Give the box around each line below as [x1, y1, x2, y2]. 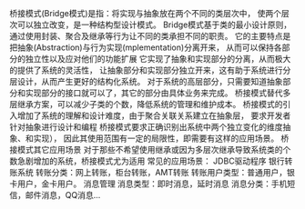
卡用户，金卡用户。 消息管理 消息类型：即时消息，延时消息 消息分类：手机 [9, 178, 288, 189]
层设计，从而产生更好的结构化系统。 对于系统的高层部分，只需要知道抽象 [9, 76, 283, 86]
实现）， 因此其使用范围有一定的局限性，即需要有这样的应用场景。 [33, 133, 280, 144]
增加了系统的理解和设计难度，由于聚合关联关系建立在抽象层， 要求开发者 [16, 110, 291, 121]
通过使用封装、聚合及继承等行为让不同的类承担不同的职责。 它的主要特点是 [9, 31, 291, 41]
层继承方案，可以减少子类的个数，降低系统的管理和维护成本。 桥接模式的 [9, 99, 283, 109]
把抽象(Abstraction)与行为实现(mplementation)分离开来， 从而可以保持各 [9, 42, 282, 53]
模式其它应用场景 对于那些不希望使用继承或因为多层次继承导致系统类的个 [16, 144, 291, 154]
